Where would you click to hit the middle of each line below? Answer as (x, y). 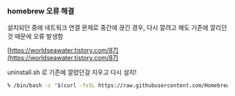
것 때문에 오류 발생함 (35, 36)
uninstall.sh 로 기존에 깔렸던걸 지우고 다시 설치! (72, 72)
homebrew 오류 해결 (41, 11)
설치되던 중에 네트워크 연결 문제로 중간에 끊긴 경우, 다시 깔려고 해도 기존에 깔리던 (117, 28)
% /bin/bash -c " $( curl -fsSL (51, 85)
